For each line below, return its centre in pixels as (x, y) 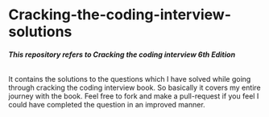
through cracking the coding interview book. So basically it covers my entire (134, 88)
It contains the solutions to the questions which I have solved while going (130, 79)
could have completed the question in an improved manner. (107, 105)
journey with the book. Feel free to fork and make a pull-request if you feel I (134, 96)
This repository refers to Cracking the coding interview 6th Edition (122, 54)
